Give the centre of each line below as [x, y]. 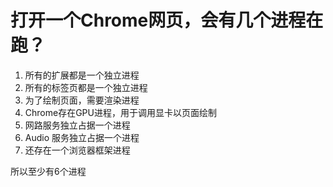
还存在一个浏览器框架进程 [77, 150]
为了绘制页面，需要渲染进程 [82, 100]
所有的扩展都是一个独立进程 [82, 75]
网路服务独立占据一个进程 [77, 125]
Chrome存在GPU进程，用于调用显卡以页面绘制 [120, 112]
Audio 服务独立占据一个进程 [82, 137]
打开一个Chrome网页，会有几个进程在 [167, 20]
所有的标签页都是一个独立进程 [86, 87]
